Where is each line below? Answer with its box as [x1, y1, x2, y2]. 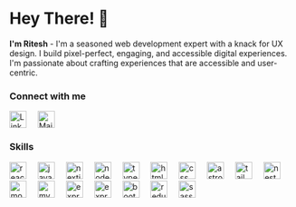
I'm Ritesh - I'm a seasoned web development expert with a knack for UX [9, 38, 283, 49]
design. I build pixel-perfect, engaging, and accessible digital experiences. [9, 47, 288, 58]
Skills [9, 141, 34, 153]
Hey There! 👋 [9, 8, 110, 29]
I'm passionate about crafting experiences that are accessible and [9, 57, 256, 68]
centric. [9, 67, 38, 78]
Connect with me [9, 90, 86, 103]
